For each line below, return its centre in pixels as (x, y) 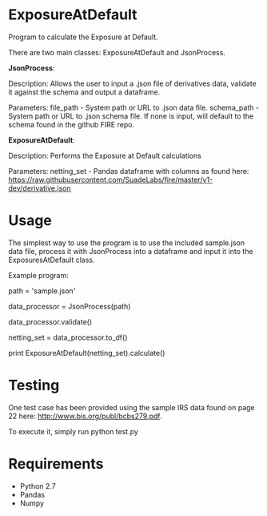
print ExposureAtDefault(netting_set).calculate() (87, 353)
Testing (34, 385)
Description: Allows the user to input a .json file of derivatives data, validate (133, 83)
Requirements (56, 464)
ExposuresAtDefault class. (52, 260)
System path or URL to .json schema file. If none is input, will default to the (131, 116)
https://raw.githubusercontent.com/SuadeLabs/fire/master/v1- (111, 179)
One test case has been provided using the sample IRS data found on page (132, 407)
